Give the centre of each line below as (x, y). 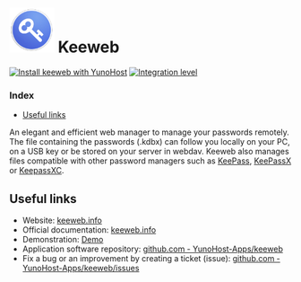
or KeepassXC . (37, 171)
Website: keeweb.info (62, 220)
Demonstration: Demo (63, 240)
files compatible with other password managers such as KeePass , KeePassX (150, 161)
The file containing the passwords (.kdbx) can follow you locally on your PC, (150, 142)
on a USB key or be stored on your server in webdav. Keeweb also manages (149, 152)
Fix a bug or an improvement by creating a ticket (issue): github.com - (151, 259)
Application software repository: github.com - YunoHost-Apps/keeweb (153, 249)
